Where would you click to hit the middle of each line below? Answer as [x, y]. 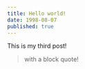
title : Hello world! [37, 13]
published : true [30, 26]
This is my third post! [37, 46]
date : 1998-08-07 [32, 20]
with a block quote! [51, 59]
